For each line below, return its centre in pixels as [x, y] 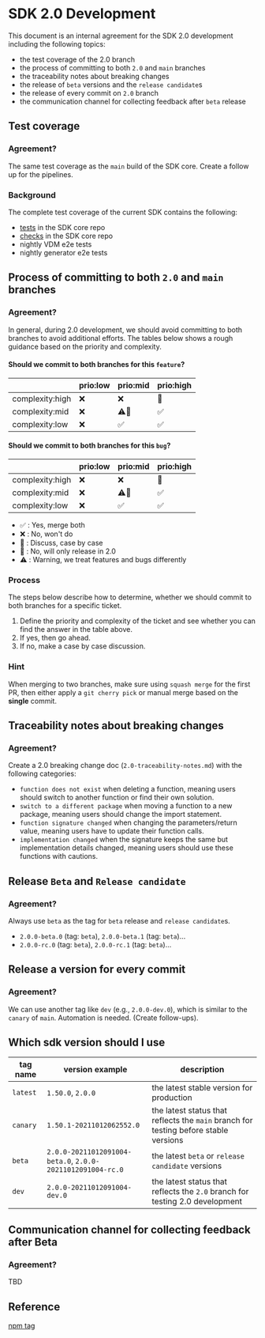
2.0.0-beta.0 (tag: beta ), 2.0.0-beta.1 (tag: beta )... [103, 936]
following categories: [42, 774]
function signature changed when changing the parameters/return [129, 822]
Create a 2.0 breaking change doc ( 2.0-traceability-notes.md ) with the [125, 765]
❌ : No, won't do [46, 534]
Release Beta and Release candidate [97, 881]
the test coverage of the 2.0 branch [77, 59]
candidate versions [187, 1166]
